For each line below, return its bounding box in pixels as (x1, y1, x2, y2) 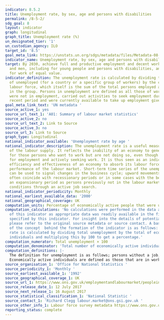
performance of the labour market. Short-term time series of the (9, 166, 147, 171)
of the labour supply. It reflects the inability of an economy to (9, 148, 150, 153)
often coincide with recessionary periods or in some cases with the (9, 176, 154, 181)
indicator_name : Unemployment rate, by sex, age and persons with (5, 57, 143, 62)
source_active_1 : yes (5, 107, 49, 113)
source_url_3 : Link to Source (5, 130, 67, 135)
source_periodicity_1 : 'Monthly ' (5, 266, 76, 272)
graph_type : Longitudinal (5, 135, 58, 139)
